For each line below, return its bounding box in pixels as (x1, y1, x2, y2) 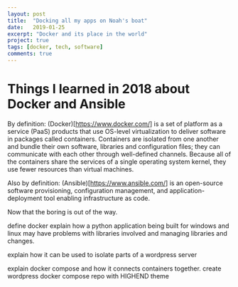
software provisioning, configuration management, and (7, 186, 168, 194)
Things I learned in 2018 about (7, 81, 190, 97)
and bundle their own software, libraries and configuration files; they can (7, 142, 220, 150)
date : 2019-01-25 (7, 24, 65, 31)
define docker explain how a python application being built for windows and (7, 221, 229, 230)
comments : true (7, 51, 53, 58)
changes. (7, 236, 35, 245)
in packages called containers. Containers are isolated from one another (7, 135, 219, 143)
